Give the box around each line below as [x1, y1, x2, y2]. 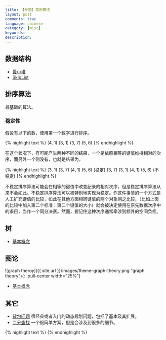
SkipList [12, 74, 29, 80]
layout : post [5, 12, 32, 17]
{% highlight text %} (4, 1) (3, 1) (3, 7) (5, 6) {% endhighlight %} [5, 139, 134, 145]
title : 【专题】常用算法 [5, 7, 50, 12]
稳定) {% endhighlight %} [5, 173, 57, 179]
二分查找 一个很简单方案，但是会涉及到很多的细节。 [12, 320, 118, 326]
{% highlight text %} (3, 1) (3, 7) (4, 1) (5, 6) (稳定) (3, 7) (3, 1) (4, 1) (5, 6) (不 [5, 167, 159, 173]
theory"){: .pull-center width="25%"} [5, 273, 81, 279]
